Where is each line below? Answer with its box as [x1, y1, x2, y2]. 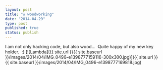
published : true [5, 26, 39, 31]
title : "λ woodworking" [5, 12, 54, 17]
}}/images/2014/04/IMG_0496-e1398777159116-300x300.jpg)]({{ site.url [5, 54, 154, 60]
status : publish [5, 30, 39, 35]
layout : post [5, 7, 32, 12]
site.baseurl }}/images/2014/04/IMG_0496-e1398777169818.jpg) [9, 60, 142, 65]
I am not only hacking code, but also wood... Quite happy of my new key [5, 44, 154, 49]
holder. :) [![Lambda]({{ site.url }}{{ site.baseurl [5, 49, 103, 55]
